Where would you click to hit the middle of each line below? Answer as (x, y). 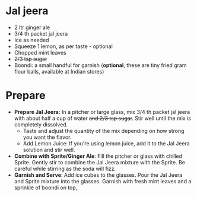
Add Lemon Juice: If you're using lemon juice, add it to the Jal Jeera (107, 143)
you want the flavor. (47, 137)
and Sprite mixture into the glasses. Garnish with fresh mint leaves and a (103, 181)
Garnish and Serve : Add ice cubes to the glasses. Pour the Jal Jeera (98, 175)
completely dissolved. (41, 124)
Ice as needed (31, 40)
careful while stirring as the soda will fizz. (65, 169)
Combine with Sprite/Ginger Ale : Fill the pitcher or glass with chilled (98, 156)
